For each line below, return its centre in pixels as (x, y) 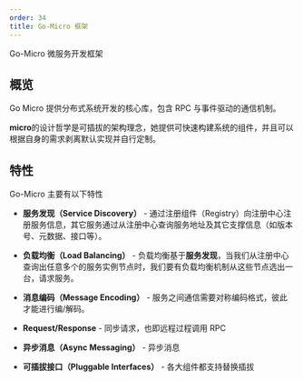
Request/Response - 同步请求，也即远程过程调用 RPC (124, 328)
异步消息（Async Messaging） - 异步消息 (101, 347)
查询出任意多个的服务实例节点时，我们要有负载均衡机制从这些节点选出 (154, 267)
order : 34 (28, 18)
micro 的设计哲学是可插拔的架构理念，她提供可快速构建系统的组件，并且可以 (151, 127)
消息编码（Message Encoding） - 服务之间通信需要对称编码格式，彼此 (155, 297)
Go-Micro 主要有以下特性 (56, 194)
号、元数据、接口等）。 (64, 236)
